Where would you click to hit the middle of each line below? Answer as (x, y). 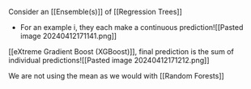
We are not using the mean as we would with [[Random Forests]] (116, 76)
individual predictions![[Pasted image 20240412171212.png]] (109, 60)
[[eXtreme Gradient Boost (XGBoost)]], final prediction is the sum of (121, 51)
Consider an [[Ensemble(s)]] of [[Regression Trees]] (95, 12)
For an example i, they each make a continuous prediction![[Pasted (132, 27)
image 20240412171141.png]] (68, 36)
